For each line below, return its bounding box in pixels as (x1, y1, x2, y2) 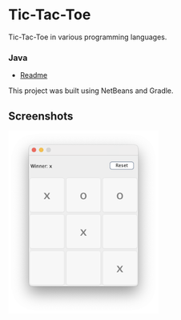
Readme (19, 71, 48, 80)
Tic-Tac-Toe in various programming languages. (8, 32, 167, 42)
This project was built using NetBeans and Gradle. (8, 86, 174, 95)
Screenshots (8, 109, 74, 123)
